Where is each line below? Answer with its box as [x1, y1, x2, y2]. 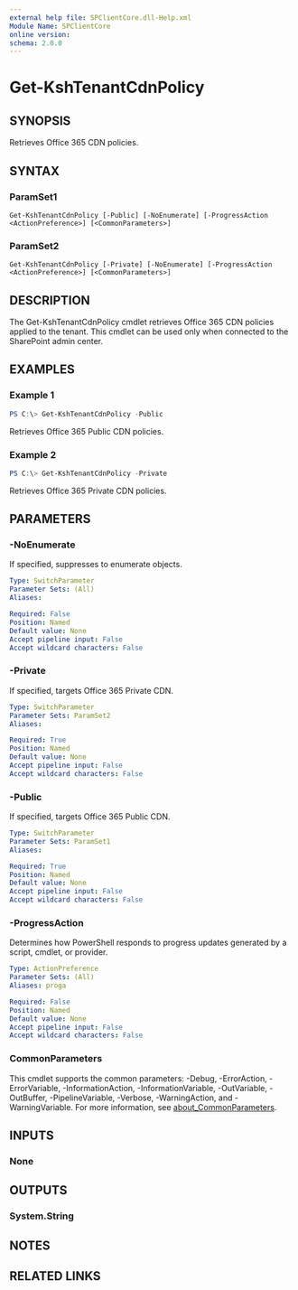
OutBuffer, [9, 1092, 48, 1103]
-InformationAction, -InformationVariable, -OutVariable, [62, 1082, 268, 1093]
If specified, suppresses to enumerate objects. [9, 559, 182, 570]
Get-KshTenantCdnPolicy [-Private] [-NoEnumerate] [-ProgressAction [9, 260, 273, 269]
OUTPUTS [9, 1182, 68, 1198]
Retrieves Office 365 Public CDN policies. [9, 425, 164, 436]
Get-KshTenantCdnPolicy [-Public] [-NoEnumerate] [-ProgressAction [9, 210, 269, 220]
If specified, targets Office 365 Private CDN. [9, 685, 174, 696]
